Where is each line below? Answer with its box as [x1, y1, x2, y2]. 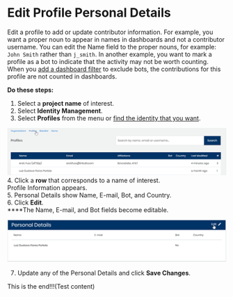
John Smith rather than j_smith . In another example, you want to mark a [7, 50, 212, 58]
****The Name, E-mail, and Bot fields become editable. [7, 205, 169, 214]
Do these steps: [7, 86, 54, 94]
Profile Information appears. [7, 183, 88, 192]
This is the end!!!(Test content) [7, 282, 95, 290]
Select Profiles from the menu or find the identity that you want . [17, 113, 201, 122]
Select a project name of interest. [17, 99, 115, 107]
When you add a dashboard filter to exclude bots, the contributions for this [7, 65, 221, 73]
